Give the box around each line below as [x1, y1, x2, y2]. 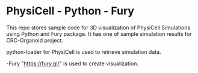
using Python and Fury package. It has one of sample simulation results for [6, 30, 192, 37]
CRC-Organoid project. [6, 36, 63, 44]
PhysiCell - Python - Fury [6, 4, 134, 18]
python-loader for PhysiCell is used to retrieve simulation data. [6, 48, 161, 55]
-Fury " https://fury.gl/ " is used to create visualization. [6, 60, 138, 67]
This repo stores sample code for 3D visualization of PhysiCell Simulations [6, 24, 191, 31]
